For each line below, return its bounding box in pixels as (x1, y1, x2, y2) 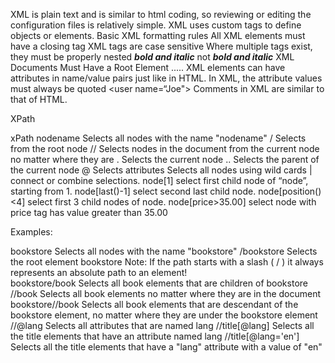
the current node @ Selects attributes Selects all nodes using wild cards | (10, 164, 313, 176)
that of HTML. (10, 94, 68, 105)
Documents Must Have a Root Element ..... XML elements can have (10, 62, 286, 73)
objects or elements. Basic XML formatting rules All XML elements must (10, 30, 306, 41)
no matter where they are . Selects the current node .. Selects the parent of (10, 154, 320, 165)
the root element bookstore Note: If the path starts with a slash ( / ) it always (10, 256, 324, 268)
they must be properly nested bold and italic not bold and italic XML (10, 51, 295, 63)
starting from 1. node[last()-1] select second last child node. (10, 185, 257, 197)
